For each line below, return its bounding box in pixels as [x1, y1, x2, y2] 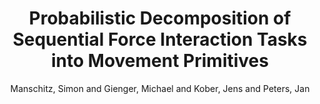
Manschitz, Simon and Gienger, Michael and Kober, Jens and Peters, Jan [10, 82, 310, 94]
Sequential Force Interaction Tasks [12, 28, 308, 51]
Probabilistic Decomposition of [28, 7, 292, 30]
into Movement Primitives [51, 50, 269, 72]
